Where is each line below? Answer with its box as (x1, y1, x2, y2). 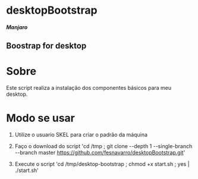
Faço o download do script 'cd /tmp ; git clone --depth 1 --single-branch (14, 143, 193, 150)
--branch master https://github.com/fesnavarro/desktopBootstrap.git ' (14, 149, 186, 156)
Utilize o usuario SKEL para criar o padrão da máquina (14, 131, 147, 139)
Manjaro (6, 23, 28, 30)
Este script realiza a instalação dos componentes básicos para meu (6, 84, 172, 92)
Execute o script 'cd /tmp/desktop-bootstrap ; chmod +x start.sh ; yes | (14, 161, 190, 168)
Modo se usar (6, 111, 76, 125)
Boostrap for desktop (6, 41, 87, 51)
